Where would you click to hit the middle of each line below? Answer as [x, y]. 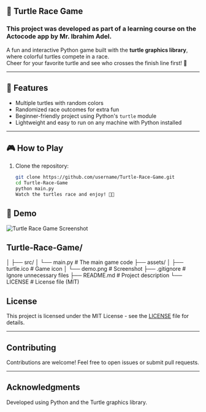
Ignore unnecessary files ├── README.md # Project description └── [94, 275]
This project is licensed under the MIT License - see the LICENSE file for [97, 316]
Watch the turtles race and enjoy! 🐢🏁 [65, 194]
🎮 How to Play [35, 148]
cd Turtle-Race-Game [41, 183]
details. [16, 322]
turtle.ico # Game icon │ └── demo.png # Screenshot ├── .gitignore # [96, 269]
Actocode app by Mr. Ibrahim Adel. [59, 36]
